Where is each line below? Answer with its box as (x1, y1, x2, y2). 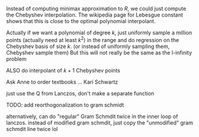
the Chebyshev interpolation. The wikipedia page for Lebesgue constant (6, 11, 183, 18)
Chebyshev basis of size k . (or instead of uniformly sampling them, (6, 43, 170, 50)
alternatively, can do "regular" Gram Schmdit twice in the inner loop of (6, 113, 178, 120)
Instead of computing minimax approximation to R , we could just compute (6, 5, 187, 12)
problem (6, 55, 27, 62)
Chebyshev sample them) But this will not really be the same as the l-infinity (6, 49, 192, 56)
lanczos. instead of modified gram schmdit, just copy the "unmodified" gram (6, 119, 193, 126)
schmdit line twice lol (6, 125, 58, 132)
